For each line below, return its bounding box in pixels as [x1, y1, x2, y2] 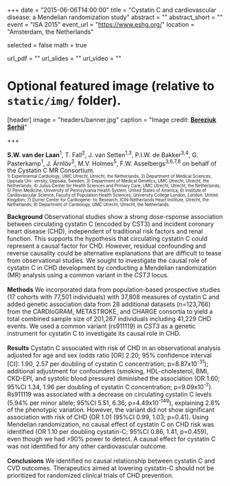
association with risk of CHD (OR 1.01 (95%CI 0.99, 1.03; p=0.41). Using [7, 413, 209, 421]
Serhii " [7, 123, 27, 131]
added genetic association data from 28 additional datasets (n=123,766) [7, 300, 211, 308]
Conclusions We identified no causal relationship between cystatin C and [7, 456, 215, 465]
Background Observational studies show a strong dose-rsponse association [7, 213, 223, 221]
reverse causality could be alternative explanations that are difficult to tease [7, 249, 222, 257]
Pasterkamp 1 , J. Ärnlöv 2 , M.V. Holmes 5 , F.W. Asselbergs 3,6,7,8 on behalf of [7, 158, 217, 167]
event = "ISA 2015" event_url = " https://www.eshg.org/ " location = [7, 21, 195, 28]
